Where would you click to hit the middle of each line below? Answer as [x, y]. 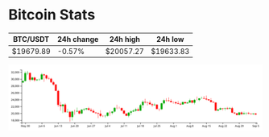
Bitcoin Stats [52, 15]
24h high [125, 39]
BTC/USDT [31, 39]
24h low [170, 39]
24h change [78, 39]
